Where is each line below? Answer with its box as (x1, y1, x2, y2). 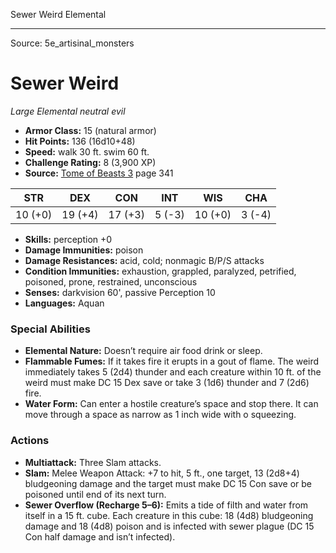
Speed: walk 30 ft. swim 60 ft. (24, 145, 150, 158)
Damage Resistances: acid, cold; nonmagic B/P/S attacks (24, 254, 265, 266)
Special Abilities (10, 322, 91, 336)
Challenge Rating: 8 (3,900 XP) (24, 156, 157, 168)
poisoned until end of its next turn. (24, 488, 167, 500)
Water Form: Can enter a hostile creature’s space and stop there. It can (24, 398, 319, 410)
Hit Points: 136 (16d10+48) (24, 135, 136, 147)
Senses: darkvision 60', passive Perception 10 (24, 286, 216, 298)
